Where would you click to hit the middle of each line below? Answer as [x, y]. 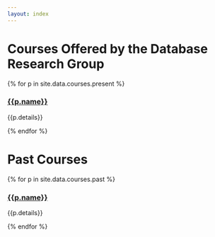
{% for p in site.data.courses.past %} [61, 179]
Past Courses [48, 160]
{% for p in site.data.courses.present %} [66, 83]
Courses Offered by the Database [108, 48]
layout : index [28, 14]
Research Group [56, 64]
